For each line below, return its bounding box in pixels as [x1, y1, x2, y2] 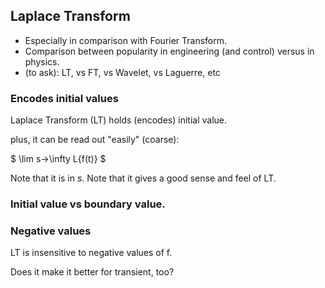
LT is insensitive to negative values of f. [10, 247, 173, 259]
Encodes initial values [10, 91, 119, 105]
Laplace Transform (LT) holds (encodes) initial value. [10, 114, 227, 126]
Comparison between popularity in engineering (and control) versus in [24, 45, 315, 57]
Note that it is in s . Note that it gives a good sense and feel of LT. [10, 172, 277, 184]
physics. [24, 55, 60, 68]
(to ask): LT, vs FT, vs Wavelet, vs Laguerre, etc [24, 66, 221, 78]
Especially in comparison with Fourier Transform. [24, 34, 228, 46]
